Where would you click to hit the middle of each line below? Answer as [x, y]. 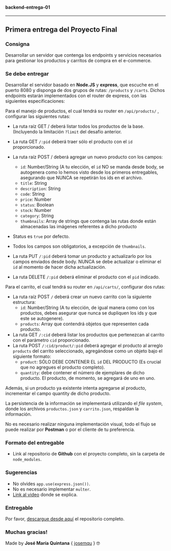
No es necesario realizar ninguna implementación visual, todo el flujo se [81, 424]
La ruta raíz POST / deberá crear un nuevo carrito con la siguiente [82, 297]
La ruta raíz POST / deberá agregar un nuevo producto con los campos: [88, 157]
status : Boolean [37, 205]
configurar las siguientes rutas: [38, 116]
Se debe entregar [27, 74]
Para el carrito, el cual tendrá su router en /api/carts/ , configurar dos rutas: [85, 287]
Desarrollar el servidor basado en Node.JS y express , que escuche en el [82, 85]
